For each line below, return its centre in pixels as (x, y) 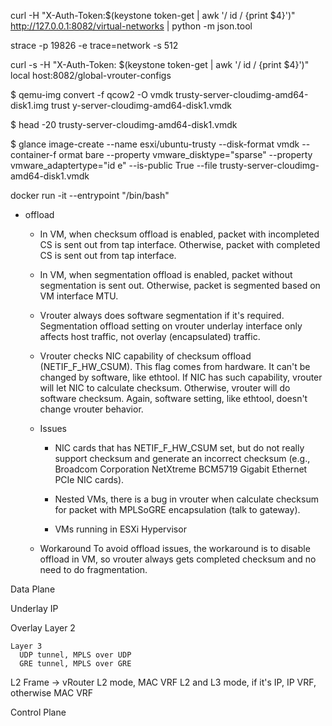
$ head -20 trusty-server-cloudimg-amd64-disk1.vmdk (124, 124)
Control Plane (38, 712)
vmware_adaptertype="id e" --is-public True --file (114, 165)
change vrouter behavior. (91, 409)
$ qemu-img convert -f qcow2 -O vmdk (92, 94)
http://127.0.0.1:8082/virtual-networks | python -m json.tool (131, 26)
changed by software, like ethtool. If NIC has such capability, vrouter (181, 377)
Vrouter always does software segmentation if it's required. (162, 315)
